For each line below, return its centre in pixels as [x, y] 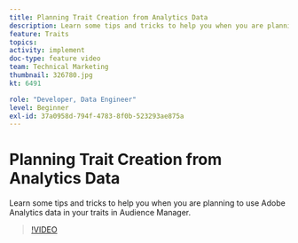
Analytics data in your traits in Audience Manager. [100, 213]
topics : [24, 42]
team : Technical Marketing [59, 67]
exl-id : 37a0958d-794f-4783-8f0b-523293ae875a [97, 116]
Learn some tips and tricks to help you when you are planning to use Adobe [147, 203]
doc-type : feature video [55, 59]
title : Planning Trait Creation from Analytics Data [109, 17]
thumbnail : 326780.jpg [51, 75]
